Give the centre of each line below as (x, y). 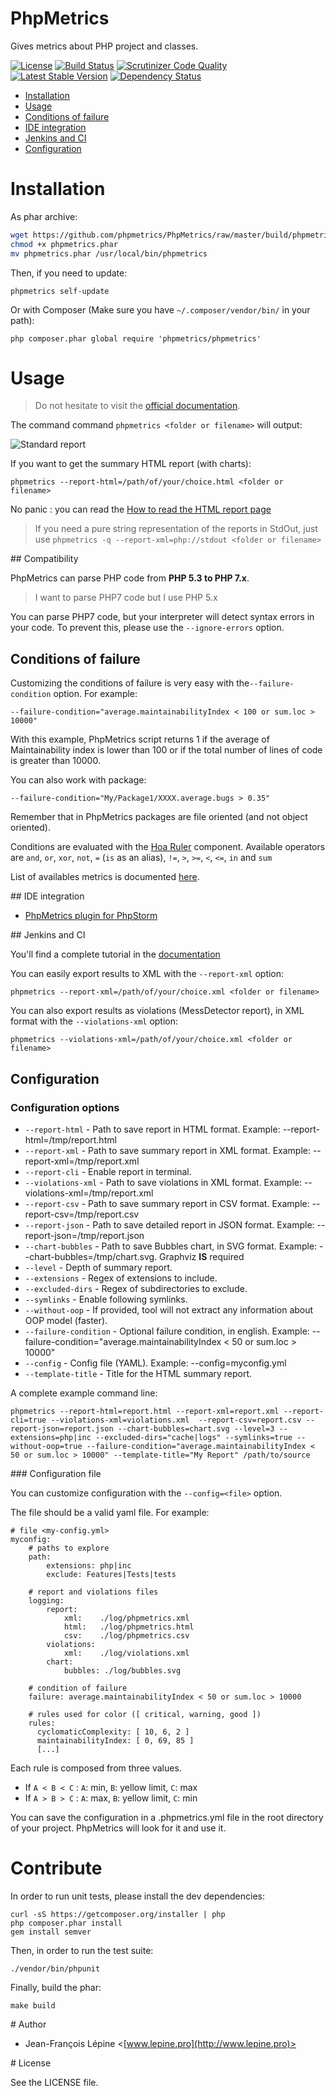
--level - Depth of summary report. (98, 1267)
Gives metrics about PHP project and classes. (104, 46)
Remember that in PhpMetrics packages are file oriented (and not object (159, 817)
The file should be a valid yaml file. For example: (110, 1512)
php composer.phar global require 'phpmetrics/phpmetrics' (136, 338)
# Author (28, 2024)
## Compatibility (44, 559)
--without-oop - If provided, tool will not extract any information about (169, 1309)
